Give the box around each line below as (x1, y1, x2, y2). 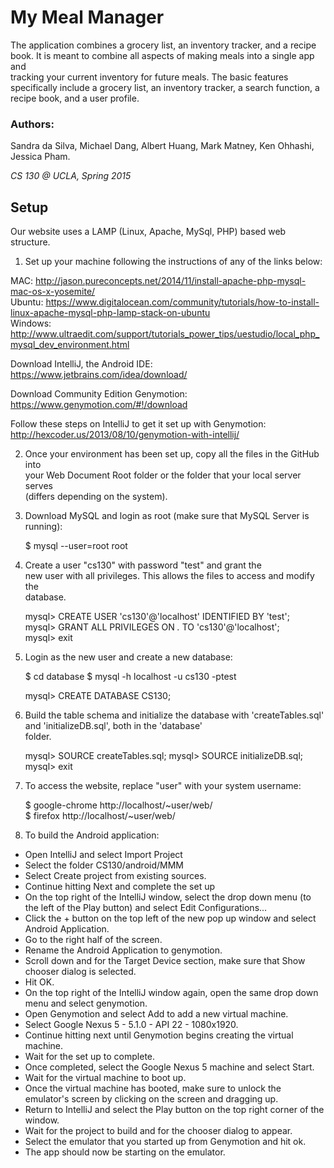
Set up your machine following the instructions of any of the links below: (24, 256, 323, 268)
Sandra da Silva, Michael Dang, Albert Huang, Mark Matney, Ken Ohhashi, (10, 140, 315, 152)
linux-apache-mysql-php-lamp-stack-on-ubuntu (10, 307, 211, 319)
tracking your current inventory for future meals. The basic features (10, 71, 289, 83)
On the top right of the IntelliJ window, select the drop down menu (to (24, 891, 312, 903)
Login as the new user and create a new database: (24, 651, 233, 663)
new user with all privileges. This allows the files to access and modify (24, 570, 315, 582)
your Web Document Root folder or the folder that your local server (24, 469, 302, 481)
